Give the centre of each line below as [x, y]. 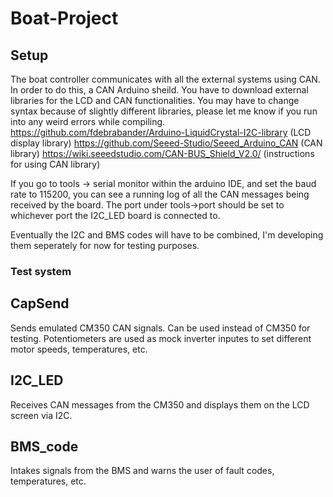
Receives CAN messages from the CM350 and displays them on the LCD [160, 404]
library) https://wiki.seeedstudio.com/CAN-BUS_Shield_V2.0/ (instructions [162, 153]
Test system [41, 271]
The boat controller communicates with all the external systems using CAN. [165, 79]
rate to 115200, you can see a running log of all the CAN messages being [160, 194]
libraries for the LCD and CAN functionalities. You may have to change [155, 100]
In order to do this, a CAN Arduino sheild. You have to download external [159, 90]
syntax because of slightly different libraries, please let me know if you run [164, 111]
